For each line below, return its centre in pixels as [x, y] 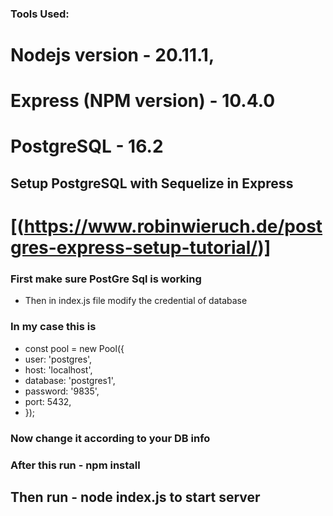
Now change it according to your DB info [110, 438]
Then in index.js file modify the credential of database [136, 301]
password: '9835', [62, 391]
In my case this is [53, 327]
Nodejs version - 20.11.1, [112, 55]
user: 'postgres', [58, 359]
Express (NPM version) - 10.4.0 [143, 101]
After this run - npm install [75, 465]
